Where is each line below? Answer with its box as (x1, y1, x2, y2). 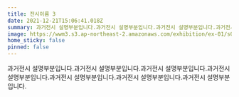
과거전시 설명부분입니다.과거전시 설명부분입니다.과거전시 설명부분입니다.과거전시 (7, 64, 230, 72)
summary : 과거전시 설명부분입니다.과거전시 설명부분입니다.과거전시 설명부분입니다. (7, 24, 216, 31)
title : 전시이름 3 (7, 10, 56, 18)
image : (7, 30, 27, 38)
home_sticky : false (7, 37, 65, 44)
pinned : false (7, 44, 50, 51)
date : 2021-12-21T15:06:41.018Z (7, 17, 103, 24)
